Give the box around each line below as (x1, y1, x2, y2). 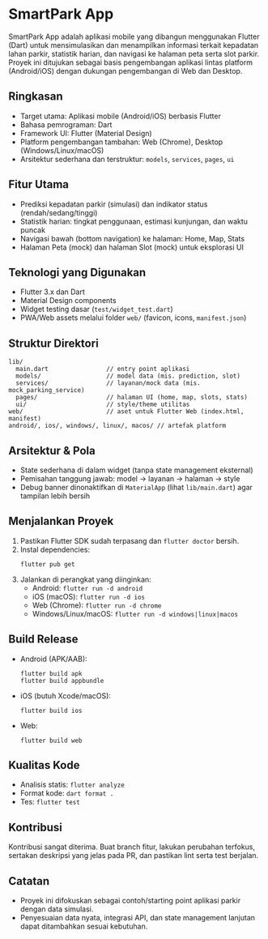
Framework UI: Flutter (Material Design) (19, 128, 152, 138)
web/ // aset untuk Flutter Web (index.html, (8, 408, 245, 416)
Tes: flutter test (19, 797, 81, 807)
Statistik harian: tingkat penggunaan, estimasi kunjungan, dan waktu (19, 216, 249, 226)
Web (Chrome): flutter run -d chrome (32, 600, 162, 610)
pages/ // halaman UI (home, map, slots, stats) (15, 394, 249, 402)
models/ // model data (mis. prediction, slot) (15, 372, 241, 381)
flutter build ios (19, 706, 83, 715)
